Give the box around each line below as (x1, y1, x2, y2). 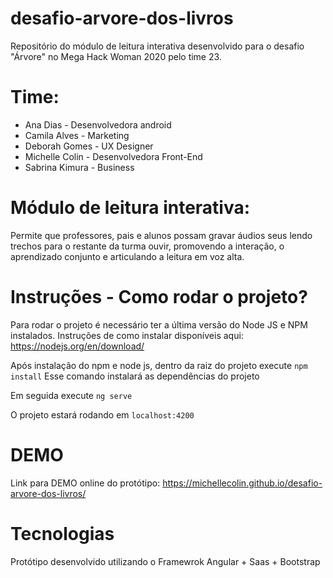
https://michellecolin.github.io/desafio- (162, 477, 323, 489)
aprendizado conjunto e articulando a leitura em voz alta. (10, 250, 245, 262)
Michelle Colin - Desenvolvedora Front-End (24, 150, 203, 162)
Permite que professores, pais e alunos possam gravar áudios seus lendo (10, 229, 313, 241)
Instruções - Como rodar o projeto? (10, 286, 308, 308)
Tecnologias (10, 522, 115, 545)
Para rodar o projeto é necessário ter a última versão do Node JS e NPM (10, 318, 308, 331)
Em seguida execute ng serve (10, 389, 133, 401)
